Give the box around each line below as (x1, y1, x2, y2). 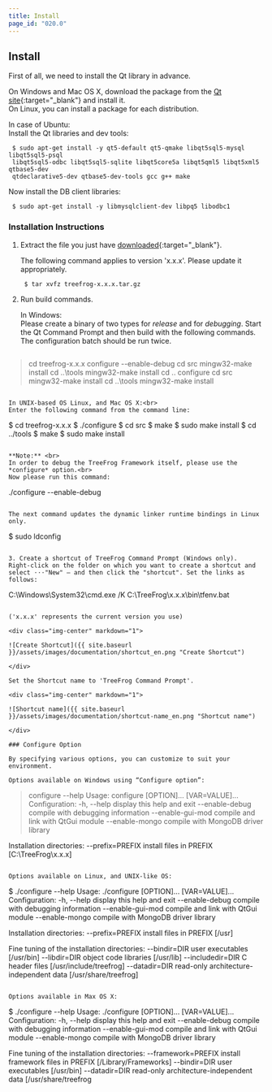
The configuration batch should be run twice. (19, 336, 172, 345)
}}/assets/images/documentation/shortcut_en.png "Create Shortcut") (8, 648, 245, 656)
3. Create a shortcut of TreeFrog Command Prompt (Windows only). (8, 554, 238, 562)
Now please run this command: (8, 473, 111, 481)
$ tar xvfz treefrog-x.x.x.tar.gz (24, 279, 141, 288)
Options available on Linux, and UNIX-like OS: (8, 872, 173, 880)
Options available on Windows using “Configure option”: (8, 776, 205, 784)
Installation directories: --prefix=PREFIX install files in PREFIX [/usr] (8, 928, 234, 938)
